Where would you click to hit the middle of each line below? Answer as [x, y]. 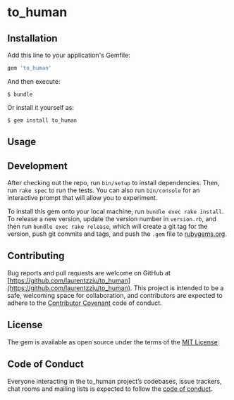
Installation [32, 38]
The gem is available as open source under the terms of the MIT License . [113, 342]
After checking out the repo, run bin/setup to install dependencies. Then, [113, 183]
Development [38, 166]
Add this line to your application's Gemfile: [69, 55]
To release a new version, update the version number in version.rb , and [112, 219]
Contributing [36, 256]
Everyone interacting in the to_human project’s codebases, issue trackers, [115, 381]
